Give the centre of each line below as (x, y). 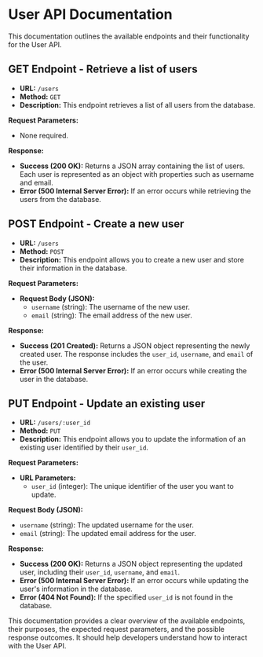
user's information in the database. (76, 589)
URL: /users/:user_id (55, 423)
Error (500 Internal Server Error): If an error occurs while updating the (134, 581)
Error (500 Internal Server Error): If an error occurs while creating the (133, 370)
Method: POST (42, 251)
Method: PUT (40, 431)
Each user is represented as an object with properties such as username (137, 174)
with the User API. (37, 646)
